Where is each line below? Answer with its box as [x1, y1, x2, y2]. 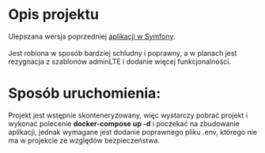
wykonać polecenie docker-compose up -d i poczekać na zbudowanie [8, 118, 240, 128]
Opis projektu [8, 6, 99, 24]
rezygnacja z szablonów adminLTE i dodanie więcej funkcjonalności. [8, 57, 232, 66]
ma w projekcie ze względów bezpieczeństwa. [8, 136, 161, 145]
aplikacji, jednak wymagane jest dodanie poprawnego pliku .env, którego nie [8, 127, 257, 136]
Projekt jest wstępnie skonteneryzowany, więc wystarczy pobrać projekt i [8, 110, 248, 120]
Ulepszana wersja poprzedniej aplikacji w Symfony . [8, 32, 176, 41]
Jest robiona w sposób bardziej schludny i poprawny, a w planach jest [8, 48, 237, 58]
